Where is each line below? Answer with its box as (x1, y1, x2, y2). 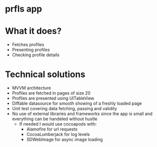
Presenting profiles (12, 47, 50, 53)
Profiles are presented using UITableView (12, 96, 95, 101)
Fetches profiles (12, 42, 44, 48)
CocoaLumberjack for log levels (26, 131, 90, 137)
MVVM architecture (12, 85, 51, 91)
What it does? (5, 26, 62, 37)
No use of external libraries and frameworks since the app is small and (12, 111, 153, 117)
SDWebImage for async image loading (26, 137, 103, 143)
